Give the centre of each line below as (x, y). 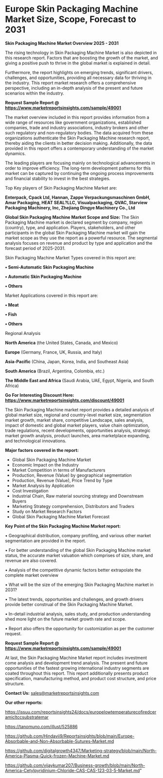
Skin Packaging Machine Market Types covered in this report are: (71, 257)
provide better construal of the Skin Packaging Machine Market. (69, 604)
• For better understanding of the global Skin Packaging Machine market (78, 550)
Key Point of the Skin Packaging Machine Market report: (63, 526)
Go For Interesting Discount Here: (40, 395)
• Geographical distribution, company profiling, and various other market (78, 535)
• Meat (12, 305)
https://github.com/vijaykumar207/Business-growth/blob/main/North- (75, 765)
